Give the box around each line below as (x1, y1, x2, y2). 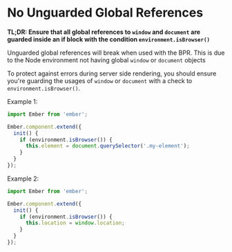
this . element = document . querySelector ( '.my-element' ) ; (25, 143, 190, 150)
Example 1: (7, 97, 38, 105)
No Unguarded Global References (7, 5, 204, 21)
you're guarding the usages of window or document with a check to (7, 76, 193, 84)
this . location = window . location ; (25, 219, 126, 226)
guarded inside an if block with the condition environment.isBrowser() (7, 35, 211, 43)
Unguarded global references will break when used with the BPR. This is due (7, 48, 225, 57)
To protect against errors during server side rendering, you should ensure (7, 69, 217, 78)
